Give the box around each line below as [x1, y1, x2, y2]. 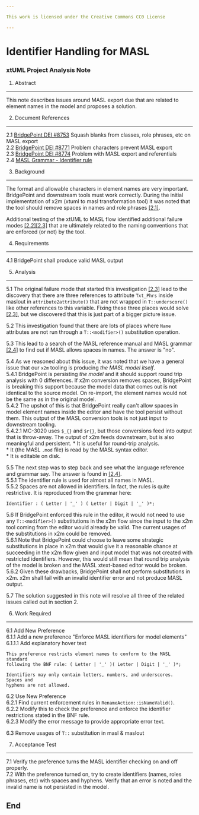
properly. [6, 765, 28, 772]
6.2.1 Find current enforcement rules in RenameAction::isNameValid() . [6, 699, 175, 706]
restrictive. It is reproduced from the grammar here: [6, 489, 132, 497]
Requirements [14, 240, 49, 247]
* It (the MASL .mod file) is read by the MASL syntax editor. [6, 446, 149, 453]
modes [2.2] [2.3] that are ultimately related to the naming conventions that [6, 222, 188, 229]
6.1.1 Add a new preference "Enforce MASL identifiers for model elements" [6, 633, 187, 640]
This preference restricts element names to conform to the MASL [6, 651, 171, 657]
